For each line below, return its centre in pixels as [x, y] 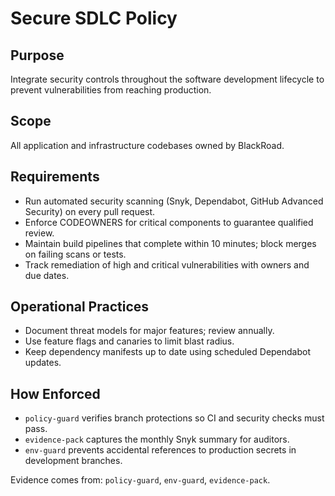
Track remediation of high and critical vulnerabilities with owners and [167, 264]
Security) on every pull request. [90, 211]
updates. [43, 363]
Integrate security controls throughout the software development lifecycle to [167, 79]
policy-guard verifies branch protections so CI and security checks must [174, 418]
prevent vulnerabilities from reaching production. [111, 90]
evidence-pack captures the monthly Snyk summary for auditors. [157, 439]
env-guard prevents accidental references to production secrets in [160, 450]
